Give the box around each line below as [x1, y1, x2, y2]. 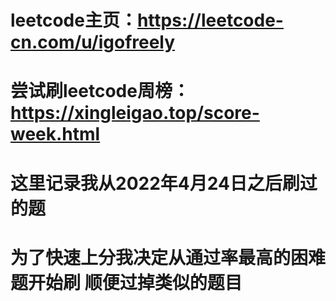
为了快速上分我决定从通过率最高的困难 [10, 246, 327, 269]
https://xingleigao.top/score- [10, 102, 260, 125]
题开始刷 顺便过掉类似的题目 [10, 271, 243, 294]
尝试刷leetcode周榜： [10, 80, 190, 103]
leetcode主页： [10, 9, 138, 32]
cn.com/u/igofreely [10, 31, 176, 54]
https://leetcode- [136, 9, 284, 32]
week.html [10, 123, 101, 146]
